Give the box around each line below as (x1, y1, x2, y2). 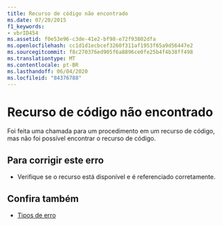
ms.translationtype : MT (7, 55, 76, 62)
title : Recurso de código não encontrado (7, 10, 129, 17)
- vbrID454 (7, 29, 39, 37)
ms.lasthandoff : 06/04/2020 (7, 68, 89, 75)
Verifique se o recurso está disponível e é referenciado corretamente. (17, 173, 216, 181)
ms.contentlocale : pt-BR (7, 62, 79, 68)
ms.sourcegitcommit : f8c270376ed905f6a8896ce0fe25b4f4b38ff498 (7, 49, 194, 56)
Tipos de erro (17, 211, 57, 219)
